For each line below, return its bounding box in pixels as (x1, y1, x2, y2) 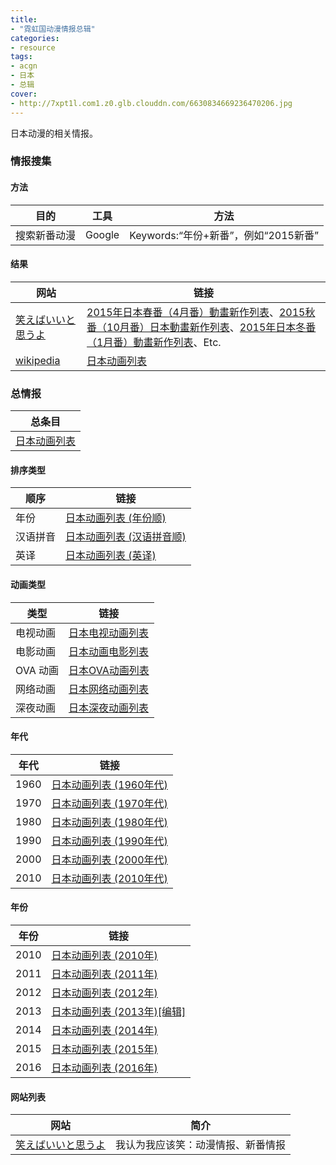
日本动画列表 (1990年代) (51, 834, 168, 848)
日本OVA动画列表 (68, 663, 150, 677)
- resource (10, 42, 56, 53)
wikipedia (15, 353, 61, 367)
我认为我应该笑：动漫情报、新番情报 (115, 1138, 287, 1152)
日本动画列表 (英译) (65, 549, 157, 563)
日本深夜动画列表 (68, 701, 149, 715)
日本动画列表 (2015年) (51, 1042, 158, 1056)
